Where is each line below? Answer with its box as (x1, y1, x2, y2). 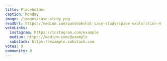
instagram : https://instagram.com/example (9, 30, 99, 35)
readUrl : (5, 21, 23, 26)
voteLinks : (5, 26, 28, 30)
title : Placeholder (5, 7, 46, 12)
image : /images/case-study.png (5, 16, 70, 21)
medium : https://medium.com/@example (9, 35, 88, 40)
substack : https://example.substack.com (9, 39, 94, 44)
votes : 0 (5, 44, 23, 49)
